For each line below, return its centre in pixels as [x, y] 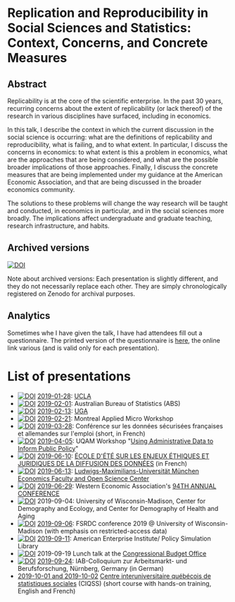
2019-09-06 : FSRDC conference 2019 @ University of [115, 523]
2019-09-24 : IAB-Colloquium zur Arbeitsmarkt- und [113, 561]
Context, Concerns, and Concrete [108, 43]
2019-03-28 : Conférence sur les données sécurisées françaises [131, 426]
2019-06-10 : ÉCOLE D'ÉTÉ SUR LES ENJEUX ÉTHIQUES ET [123, 456]
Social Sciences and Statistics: [99, 28]
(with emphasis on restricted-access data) [106, 531]
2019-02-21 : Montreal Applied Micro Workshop [106, 419]
